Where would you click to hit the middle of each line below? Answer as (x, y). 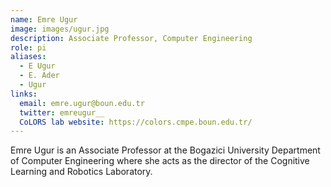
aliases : (28, 57)
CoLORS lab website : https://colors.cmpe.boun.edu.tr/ (136, 122)
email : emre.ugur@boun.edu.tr (82, 103)
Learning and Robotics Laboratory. (81, 172)
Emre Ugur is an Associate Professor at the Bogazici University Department (165, 150)
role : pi (28, 47)
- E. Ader (39, 76)
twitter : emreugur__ (62, 112)
